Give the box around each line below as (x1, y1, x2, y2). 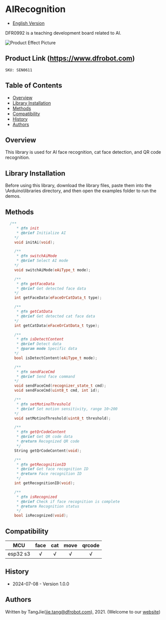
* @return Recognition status (16, 504, 80, 509)
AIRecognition (5, 4, 66, 15)
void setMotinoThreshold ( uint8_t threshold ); (14, 416, 111, 421)
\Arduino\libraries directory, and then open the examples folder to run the (5, 188, 156, 194)
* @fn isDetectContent (16, 337, 64, 342)
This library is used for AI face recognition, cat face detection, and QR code (5, 149, 161, 155)
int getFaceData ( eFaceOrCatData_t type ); (14, 295, 102, 300)
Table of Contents (5, 81, 63, 90)
